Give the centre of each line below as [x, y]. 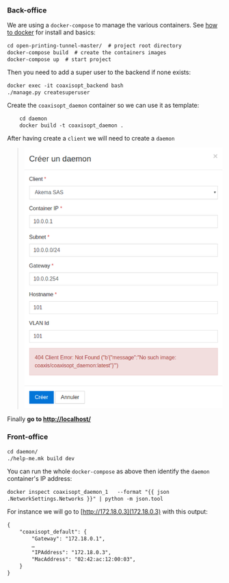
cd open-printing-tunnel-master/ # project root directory [95, 46]
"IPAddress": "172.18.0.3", [71, 553]
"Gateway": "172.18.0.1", [69, 539]
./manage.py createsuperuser [49, 93]
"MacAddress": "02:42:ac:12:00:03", [84, 560]
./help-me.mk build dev [41, 459]
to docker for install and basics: [51, 32]
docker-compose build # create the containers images [87, 53]
